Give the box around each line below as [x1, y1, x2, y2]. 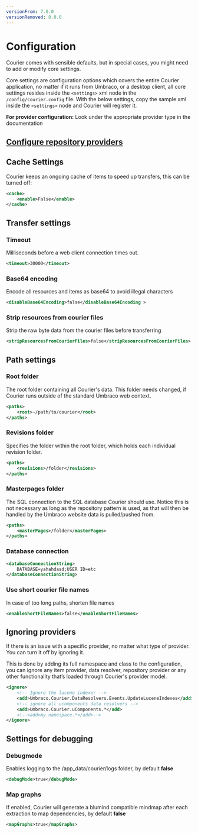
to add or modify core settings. [6, 66, 81, 73]
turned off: [6, 179, 32, 186]
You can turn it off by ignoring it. [6, 649, 85, 656]
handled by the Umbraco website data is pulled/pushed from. [6, 511, 155, 518]
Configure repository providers [6, 137, 123, 147]
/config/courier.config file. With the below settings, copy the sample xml [6, 96, 187, 103]
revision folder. [6, 448, 42, 456]
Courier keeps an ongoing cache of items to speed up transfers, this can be [6, 173, 190, 180]
